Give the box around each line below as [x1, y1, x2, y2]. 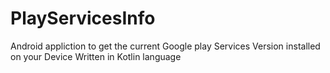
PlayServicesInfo [10, 7, 156, 30]
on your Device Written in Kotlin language [10, 50, 182, 62]
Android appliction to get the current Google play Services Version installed [10, 40, 321, 52]
